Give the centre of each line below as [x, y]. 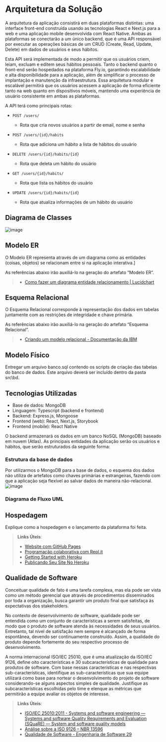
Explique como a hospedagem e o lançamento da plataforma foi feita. [76, 527]
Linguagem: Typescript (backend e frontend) [58, 411]
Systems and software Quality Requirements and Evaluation [86, 718]
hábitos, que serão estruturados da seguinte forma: [58, 447]
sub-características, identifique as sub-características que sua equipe [77, 672]
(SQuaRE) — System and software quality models [75, 724]
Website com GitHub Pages [53, 546]
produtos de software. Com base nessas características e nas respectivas [81, 667]
